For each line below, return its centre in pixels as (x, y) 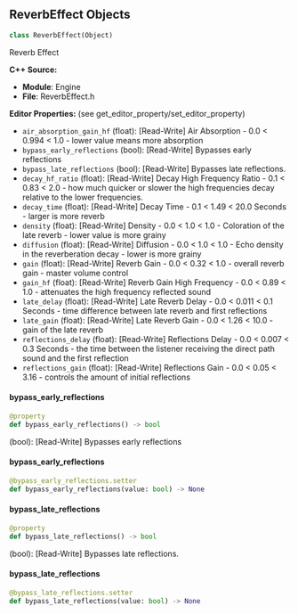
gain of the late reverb (63, 330)
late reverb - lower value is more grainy (94, 234)
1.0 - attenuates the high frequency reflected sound (117, 291)
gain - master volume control (75, 273)
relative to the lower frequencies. (83, 197)
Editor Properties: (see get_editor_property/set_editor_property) (128, 113)
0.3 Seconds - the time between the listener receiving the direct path (149, 348)
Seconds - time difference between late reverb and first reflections (145, 310)
